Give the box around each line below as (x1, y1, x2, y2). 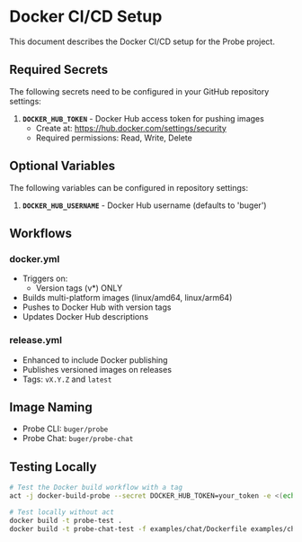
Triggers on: (22, 273, 68, 285)
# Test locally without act (9, 507, 115, 517)
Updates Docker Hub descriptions (22, 312, 149, 322)
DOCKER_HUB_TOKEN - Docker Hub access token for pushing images (22, 113, 265, 123)
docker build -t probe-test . (9, 516, 123, 525)
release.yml (9, 334, 63, 347)
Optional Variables (9, 158, 115, 174)
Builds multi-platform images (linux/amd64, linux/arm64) (22, 293, 233, 303)
